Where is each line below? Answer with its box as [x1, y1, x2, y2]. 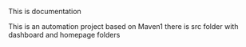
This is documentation [8, 7, 81, 16]
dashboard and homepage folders [8, 31, 121, 39]
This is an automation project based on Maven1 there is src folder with [8, 22, 239, 31]
